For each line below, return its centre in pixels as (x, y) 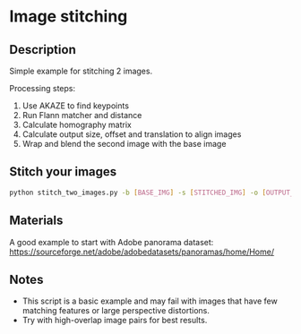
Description (43, 50)
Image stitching (69, 17)
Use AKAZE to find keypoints (76, 106)
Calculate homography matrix (77, 124)
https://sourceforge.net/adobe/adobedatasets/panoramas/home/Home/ (142, 252)
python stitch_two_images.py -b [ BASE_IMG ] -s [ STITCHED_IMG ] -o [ (138, 193)
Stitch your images (63, 172)
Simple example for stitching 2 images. (81, 71)
